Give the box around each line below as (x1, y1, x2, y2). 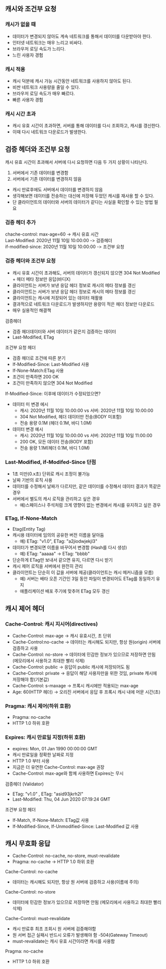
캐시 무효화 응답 (5, 839, 51, 848)
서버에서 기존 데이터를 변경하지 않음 (12, 176, 82, 182)
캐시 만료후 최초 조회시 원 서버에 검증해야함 (12, 926, 96, 932)
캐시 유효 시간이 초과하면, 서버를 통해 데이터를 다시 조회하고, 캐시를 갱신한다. (12, 123, 161, 129)
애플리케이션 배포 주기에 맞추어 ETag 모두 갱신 (19, 588, 110, 594)
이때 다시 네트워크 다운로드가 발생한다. (12, 129, 87, 135)
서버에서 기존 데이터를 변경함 (12, 170, 69, 176)
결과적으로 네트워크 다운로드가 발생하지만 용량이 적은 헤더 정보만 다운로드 (12, 301, 155, 307)
